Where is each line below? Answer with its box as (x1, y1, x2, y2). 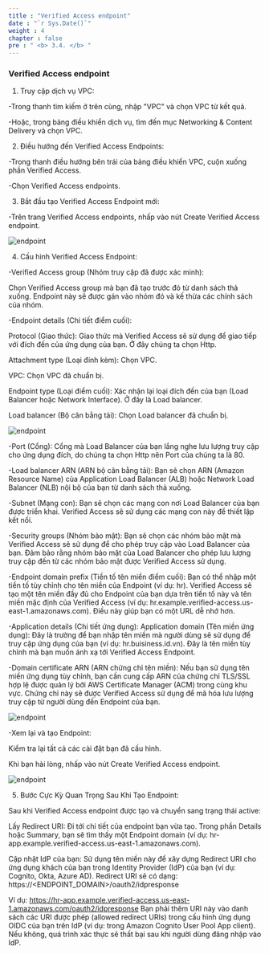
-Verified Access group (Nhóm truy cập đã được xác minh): (8, 267, 205, 277)
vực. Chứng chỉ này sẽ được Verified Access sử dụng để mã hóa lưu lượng (8, 688, 255, 699)
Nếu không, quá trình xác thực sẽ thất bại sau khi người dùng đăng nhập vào (8, 929, 262, 940)
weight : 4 (8, 26, 45, 35)
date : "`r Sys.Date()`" (8, 19, 92, 27)
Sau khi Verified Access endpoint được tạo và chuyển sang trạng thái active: (8, 806, 261, 816)
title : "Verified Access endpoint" (8, 11, 131, 20)
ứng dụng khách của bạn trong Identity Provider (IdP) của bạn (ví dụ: (8, 862, 236, 872)
